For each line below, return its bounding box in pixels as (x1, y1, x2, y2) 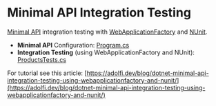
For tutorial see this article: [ (7, 69, 88, 77)
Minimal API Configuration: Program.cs (17, 41, 130, 49)
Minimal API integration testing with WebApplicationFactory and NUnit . (7, 28, 208, 36)
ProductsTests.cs (17, 55, 67, 63)
